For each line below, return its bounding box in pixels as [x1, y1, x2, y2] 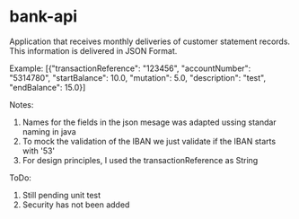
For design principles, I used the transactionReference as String [22, 154, 259, 165]
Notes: [9, 99, 34, 109]
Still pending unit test [22, 189, 101, 200]
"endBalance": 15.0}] [9, 82, 86, 92]
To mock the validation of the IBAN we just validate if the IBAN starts [22, 136, 277, 146]
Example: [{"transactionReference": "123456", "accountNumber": [9, 63, 251, 74]
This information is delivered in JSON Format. [9, 45, 178, 56]
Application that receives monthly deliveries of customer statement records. [9, 36, 290, 47]
